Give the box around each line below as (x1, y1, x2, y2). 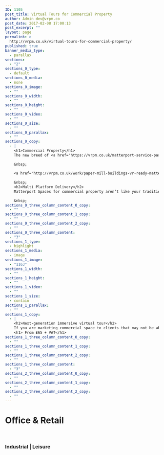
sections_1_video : (5, 285, 42, 290)
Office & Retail (5, 415, 64, 426)
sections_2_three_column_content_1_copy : (5, 380, 91, 385)
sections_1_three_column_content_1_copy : (5, 343, 91, 349)
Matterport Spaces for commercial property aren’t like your (14, 189, 141, 194)
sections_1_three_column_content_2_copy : (5, 353, 91, 358)
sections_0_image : (5, 84, 42, 90)
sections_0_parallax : (5, 130, 49, 135)
